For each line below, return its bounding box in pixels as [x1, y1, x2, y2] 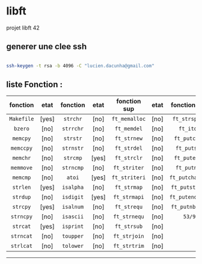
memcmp [12, 174, 31, 181]
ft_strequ [114, 203, 143, 210]
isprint [62, 223, 84, 230]
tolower [62, 242, 84, 250]
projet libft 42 [6, 24, 40, 31]
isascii [62, 213, 84, 220]
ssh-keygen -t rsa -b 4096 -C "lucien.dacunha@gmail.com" [6, 63, 155, 69]
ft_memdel [114, 125, 143, 132]
